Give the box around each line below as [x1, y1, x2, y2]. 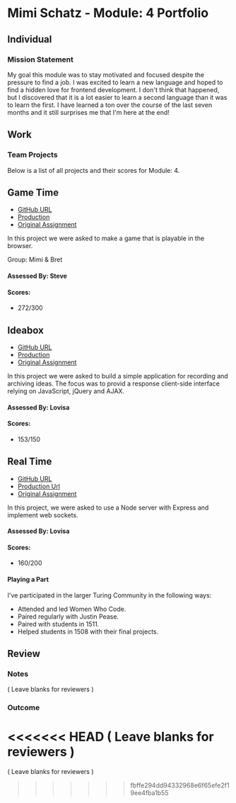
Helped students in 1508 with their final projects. [17, 627, 159, 636]
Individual [7, 33, 52, 45]
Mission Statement [7, 55, 74, 64]
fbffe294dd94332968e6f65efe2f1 [130, 781, 230, 790]
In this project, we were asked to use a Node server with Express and [7, 503, 209, 512]
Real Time [7, 456, 52, 468]
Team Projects [7, 150, 58, 160]
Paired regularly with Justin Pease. [17, 612, 119, 621]
